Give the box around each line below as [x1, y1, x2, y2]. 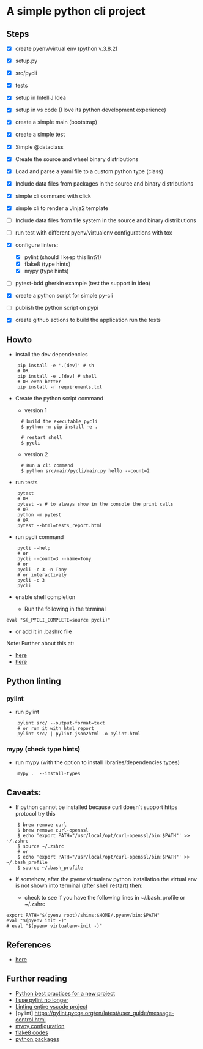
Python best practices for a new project [15, 990, 115, 997]
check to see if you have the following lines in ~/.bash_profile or [24, 894, 185, 901]
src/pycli [15, 69, 37, 77]
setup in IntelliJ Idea [15, 94, 66, 102]
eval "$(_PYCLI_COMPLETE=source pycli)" [6, 617, 111, 623]
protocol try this [15, 810, 56, 818]
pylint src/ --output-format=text [17, 720, 105, 726]
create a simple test [15, 130, 65, 138]
